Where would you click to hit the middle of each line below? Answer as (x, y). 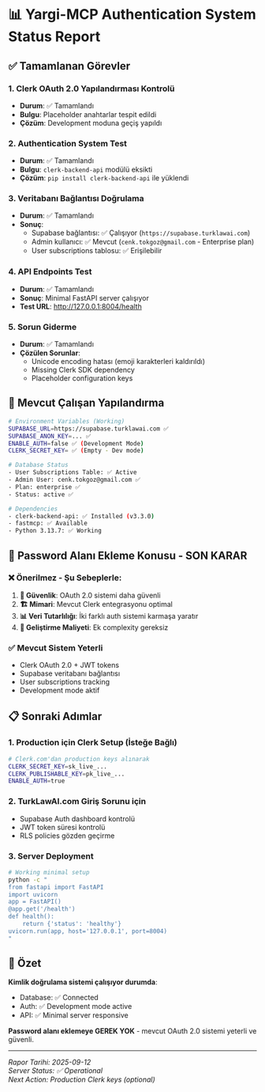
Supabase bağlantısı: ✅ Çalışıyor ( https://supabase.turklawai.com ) (141, 233)
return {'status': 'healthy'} (72, 924)
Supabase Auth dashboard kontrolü (77, 818)
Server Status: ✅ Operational (56, 1071)
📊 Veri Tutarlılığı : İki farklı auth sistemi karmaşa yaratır (109, 616)
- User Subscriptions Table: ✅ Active (73, 472)
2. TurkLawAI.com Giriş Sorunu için (77, 802)
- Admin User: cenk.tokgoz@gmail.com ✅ (74, 480)
